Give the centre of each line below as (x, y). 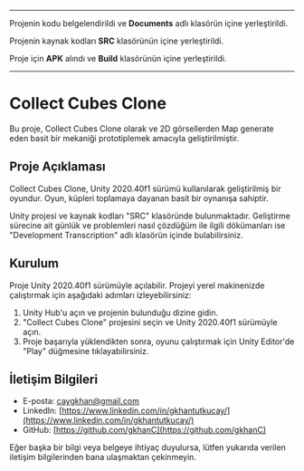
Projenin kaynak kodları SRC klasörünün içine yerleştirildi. (117, 41)
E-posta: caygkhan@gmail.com (81, 401)
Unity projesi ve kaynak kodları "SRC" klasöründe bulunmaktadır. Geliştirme (150, 216)
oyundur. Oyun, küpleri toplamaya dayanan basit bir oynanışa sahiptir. (139, 198)
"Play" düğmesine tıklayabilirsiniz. (85, 351)
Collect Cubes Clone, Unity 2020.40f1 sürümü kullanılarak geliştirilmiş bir (146, 188)
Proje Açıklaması (57, 167)
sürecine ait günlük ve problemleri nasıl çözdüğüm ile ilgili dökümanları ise (147, 225)
